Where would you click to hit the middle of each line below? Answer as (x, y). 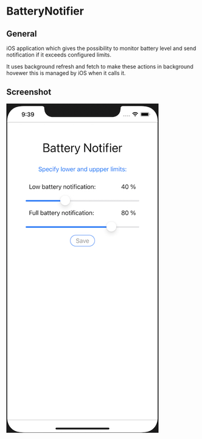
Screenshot (29, 92)
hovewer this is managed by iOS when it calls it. (66, 73)
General (22, 34)
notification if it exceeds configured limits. (59, 55)
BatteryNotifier (45, 11)
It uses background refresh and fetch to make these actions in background (100, 66)
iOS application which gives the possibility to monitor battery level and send (101, 48)
